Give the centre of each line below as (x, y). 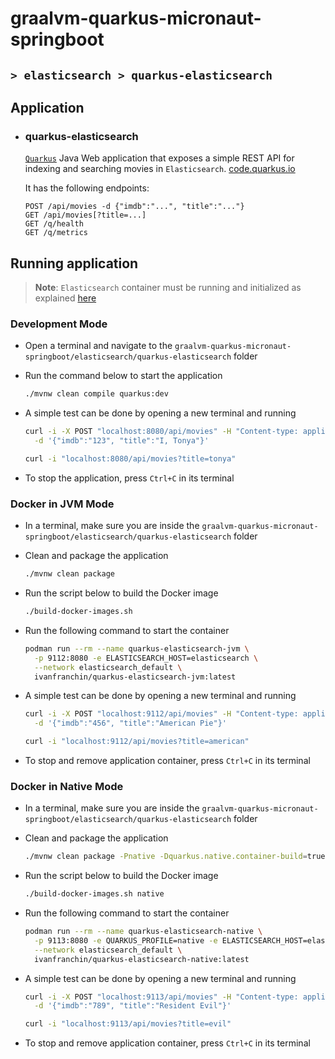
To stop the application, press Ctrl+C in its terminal (129, 478)
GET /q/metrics (56, 233)
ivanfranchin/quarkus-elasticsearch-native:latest (142, 959)
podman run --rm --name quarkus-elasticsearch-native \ (143, 932)
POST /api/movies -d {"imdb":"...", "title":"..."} (134, 207)
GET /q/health (54, 224)
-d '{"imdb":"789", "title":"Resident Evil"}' (133, 1006)
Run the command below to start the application (123, 376)
